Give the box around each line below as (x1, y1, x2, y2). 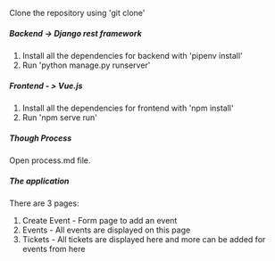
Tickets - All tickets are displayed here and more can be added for (21, 233, 266, 244)
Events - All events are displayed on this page (21, 224, 191, 235)
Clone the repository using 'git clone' (9, 8, 146, 18)
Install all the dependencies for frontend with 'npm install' (21, 102, 234, 113)
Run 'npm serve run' (21, 111, 98, 123)
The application (9, 175, 70, 186)
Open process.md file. (9, 155, 91, 166)
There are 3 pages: (9, 198, 79, 208)
